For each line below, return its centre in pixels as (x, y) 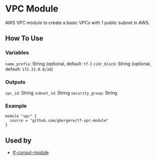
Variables (17, 53)
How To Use (24, 38)
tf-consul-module (31, 152)
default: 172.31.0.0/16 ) (29, 69)
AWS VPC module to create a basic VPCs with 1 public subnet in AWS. (77, 23)
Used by (18, 140)
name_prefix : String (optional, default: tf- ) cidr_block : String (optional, (78, 64)
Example (16, 106)
